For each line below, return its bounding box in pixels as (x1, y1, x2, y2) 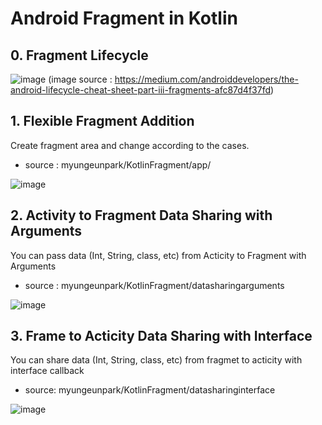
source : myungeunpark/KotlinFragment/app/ (24, 158, 212, 171)
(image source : (48, 73, 113, 85)
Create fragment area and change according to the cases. (10, 139, 250, 151)
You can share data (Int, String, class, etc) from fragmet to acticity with (10, 354, 303, 366)
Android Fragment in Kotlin (10, 7, 238, 30)
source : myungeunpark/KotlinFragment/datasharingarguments (24, 279, 285, 291)
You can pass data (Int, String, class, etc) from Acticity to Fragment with (10, 249, 307, 261)
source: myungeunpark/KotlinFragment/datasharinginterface (24, 384, 276, 396)
